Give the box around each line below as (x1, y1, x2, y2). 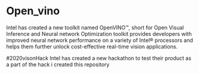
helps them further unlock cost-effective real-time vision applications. (6, 43, 178, 50)
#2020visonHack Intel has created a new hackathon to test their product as (6, 54, 192, 61)
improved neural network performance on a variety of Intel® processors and (6, 36, 194, 44)
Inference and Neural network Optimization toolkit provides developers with (6, 30, 192, 37)
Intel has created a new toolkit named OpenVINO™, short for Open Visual (6, 24, 184, 31)
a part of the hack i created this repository (6, 61, 110, 68)
